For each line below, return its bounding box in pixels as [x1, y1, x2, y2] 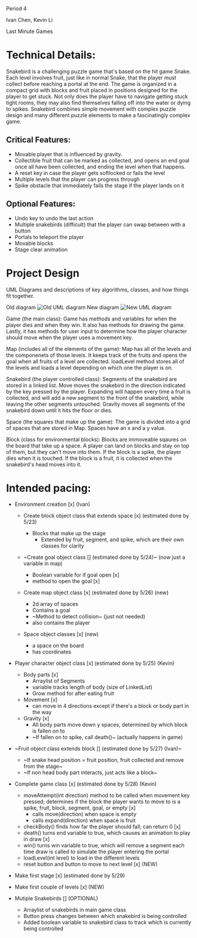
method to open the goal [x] [32, 578, 100, 585]
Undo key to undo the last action [14, 214, 94, 221]
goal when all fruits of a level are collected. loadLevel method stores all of [6, 357, 185, 364]
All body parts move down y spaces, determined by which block [32, 721, 188, 728]
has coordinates [32, 648, 72, 655]
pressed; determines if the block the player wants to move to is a [23, 798, 181, 806]
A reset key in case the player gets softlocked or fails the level [14, 169, 165, 176]
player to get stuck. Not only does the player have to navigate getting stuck [6, 92, 188, 100]
